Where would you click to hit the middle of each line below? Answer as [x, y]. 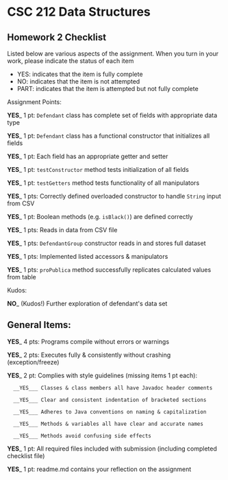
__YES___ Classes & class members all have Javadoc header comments [113, 388]
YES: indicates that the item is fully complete [80, 74]
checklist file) [26, 455]
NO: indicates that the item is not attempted [78, 81]
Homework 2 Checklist [57, 37]
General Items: [39, 325]
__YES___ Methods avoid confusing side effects [83, 435]
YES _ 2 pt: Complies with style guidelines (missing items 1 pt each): [102, 375]
